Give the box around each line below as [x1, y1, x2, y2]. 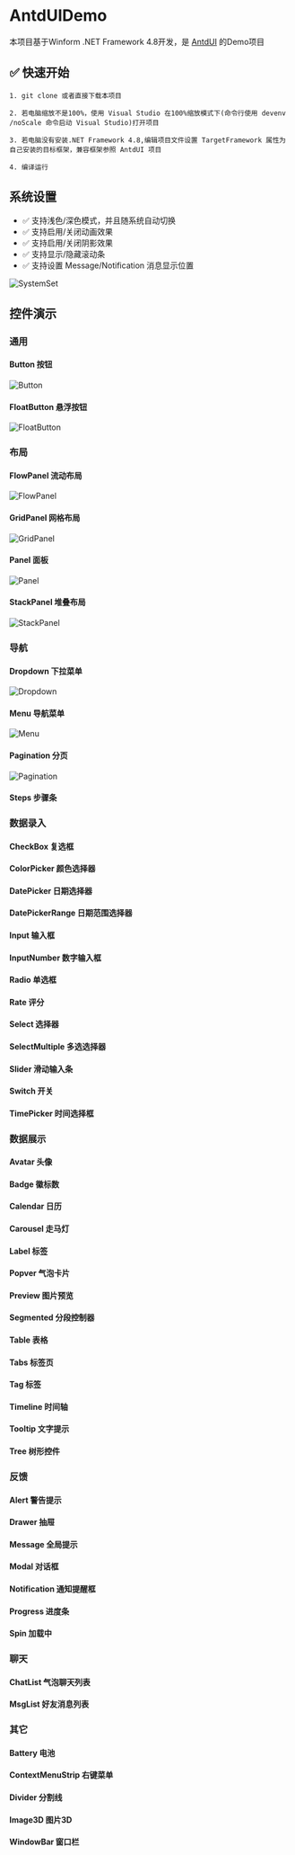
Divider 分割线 [9, 1791, 63, 1803]
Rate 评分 [9, 996, 45, 1007]
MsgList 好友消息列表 [9, 1699, 90, 1709]
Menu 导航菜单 [9, 708, 65, 718]
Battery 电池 [9, 1747, 56, 1758]
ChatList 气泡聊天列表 [9, 1676, 91, 1687]
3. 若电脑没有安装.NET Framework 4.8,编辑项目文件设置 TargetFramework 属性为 [9, 136, 287, 145]
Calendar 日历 [9, 1201, 63, 1212]
